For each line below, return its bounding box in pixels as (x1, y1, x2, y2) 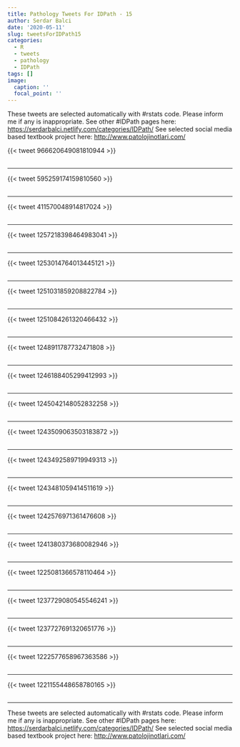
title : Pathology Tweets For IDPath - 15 (7, 10, 133, 18)
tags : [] (7, 70, 34, 77)
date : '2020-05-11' (7, 24, 66, 31)
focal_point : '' (14, 90, 62, 97)
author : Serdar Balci (7, 17, 72, 24)
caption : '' (14, 84, 50, 91)
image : (7, 76, 27, 84)
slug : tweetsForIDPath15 (7, 30, 81, 38)
